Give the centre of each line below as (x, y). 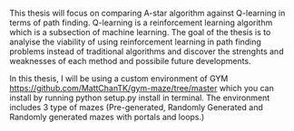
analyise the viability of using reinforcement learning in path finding (135, 42)
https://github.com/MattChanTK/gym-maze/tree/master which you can (142, 88)
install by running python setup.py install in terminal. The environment (140, 98)
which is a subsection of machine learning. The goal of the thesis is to (140, 32)
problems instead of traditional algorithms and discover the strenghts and (147, 51)
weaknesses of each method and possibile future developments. (130, 61)
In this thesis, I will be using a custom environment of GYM (119, 79)
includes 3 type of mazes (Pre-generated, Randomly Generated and (136, 107)
